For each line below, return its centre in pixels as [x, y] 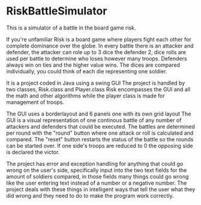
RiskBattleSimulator [57, 11]
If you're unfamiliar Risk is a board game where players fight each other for [99, 39]
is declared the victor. [33, 152]
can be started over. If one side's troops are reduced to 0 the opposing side [100, 145]
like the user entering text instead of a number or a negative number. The [97, 183]
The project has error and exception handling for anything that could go [95, 164]
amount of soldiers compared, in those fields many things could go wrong [97, 176]
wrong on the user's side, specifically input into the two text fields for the [97, 170]
